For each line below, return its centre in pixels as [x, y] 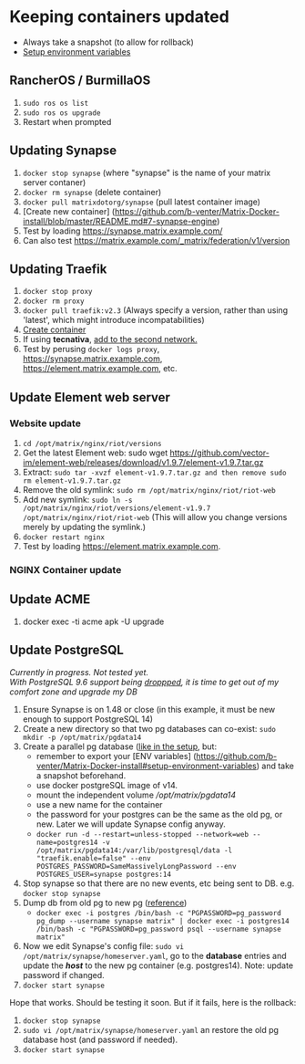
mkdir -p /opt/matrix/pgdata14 [82, 737]
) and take [275, 766]
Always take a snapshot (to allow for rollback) [108, 42]
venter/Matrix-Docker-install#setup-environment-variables [147, 766]
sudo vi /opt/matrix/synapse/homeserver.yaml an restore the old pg [151, 1029]
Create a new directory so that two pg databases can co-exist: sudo [149, 728]
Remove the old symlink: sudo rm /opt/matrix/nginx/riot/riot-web [149, 490]
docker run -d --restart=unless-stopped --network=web [142, 834]
